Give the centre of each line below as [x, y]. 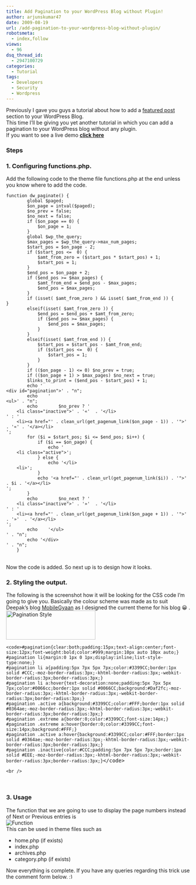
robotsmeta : [20, 33]
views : [14, 45]
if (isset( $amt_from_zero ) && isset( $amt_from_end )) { [101, 298]
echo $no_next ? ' [59, 499]
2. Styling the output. [37, 582]
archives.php [30, 853]
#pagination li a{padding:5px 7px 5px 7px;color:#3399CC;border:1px [91, 668]
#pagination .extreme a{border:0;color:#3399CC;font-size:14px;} [87, 720]
